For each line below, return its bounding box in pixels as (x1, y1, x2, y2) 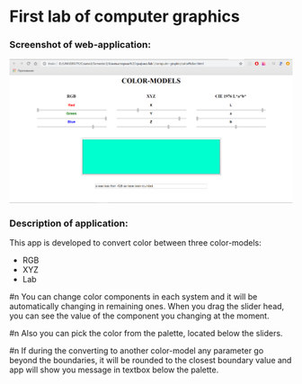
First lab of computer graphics (9, 6, 240, 27)
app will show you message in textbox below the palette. (9, 364, 219, 375)
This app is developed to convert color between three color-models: (9, 237, 262, 248)
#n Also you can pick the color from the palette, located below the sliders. (9, 328, 283, 339)
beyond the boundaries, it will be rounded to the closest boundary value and (9, 355, 292, 366)
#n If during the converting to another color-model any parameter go (9, 345, 264, 356)
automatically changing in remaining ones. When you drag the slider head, (9, 301, 285, 312)
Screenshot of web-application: (9, 39, 151, 51)
